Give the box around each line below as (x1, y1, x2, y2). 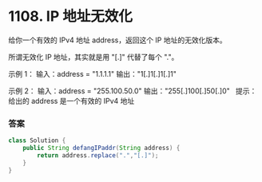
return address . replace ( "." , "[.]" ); (37, 151, 159, 160)
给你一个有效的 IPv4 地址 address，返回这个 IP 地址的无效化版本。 (8, 35, 227, 45)
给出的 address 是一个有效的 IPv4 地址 (8, 96, 135, 105)
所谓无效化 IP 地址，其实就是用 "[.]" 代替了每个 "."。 (8, 52, 179, 61)
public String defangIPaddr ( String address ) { (22, 144, 181, 152)
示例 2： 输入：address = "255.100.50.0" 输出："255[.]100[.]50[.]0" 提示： (8, 85, 257, 96)
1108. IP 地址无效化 (8, 7, 133, 26)
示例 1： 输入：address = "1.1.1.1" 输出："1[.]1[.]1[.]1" (8, 69, 177, 78)
